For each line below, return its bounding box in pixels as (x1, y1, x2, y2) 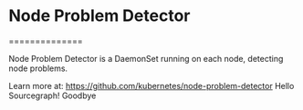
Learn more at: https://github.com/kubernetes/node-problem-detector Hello (8, 80, 295, 91)
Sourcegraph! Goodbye (8, 90, 97, 101)
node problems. (8, 63, 68, 74)
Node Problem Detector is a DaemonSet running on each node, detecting (8, 53, 284, 64)
